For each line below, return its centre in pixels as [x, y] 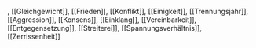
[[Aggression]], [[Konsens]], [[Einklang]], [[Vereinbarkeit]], [102, 20]
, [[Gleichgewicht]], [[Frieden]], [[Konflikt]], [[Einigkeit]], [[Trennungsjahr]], [128, 11]
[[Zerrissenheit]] [34, 36]
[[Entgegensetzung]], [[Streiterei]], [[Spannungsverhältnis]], [104, 28]
